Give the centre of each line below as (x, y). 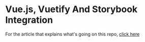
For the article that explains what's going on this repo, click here (72, 34)
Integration (29, 20)
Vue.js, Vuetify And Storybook (71, 9)
